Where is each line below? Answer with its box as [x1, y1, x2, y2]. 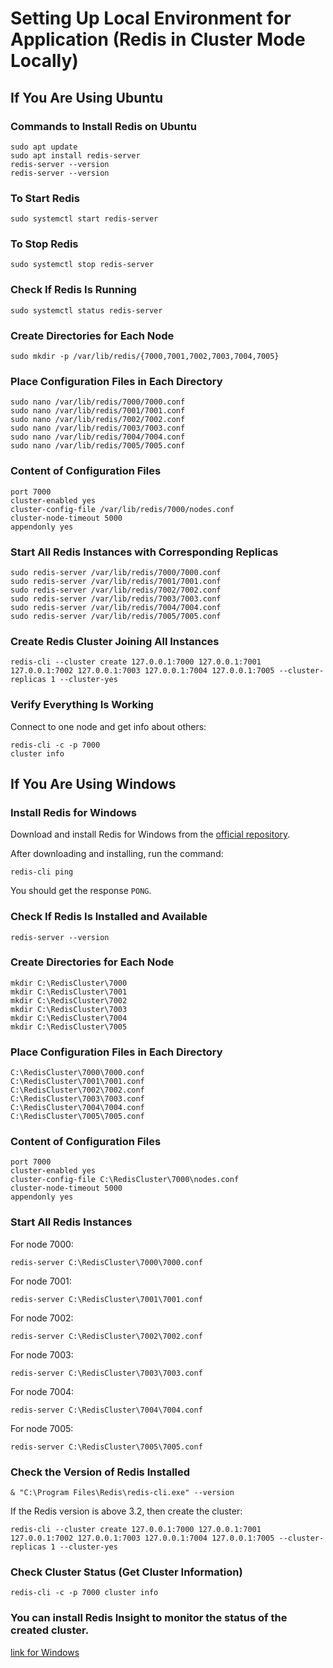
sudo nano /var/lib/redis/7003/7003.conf [10, 423, 186, 434]
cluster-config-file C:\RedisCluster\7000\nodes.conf [10, 1175, 240, 1185]
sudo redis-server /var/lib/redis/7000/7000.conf [10, 567, 222, 577]
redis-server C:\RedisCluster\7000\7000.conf [10, 1257, 203, 1267]
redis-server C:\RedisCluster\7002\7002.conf [10, 1331, 203, 1341]
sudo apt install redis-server [10, 150, 141, 161]
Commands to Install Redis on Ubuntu [10, 119, 198, 133]
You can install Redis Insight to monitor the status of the [10, 1611, 288, 1625]
